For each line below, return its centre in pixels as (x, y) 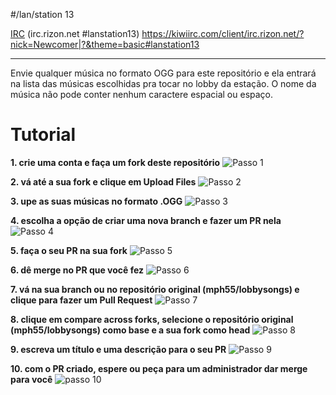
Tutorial (43, 135)
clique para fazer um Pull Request (81, 300)
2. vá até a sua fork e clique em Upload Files (103, 181)
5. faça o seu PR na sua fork (69, 250)
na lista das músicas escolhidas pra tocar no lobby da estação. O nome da (163, 83)
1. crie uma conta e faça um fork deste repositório (115, 162)
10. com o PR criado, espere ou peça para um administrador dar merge (159, 368)
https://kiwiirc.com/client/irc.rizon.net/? (223, 33)
